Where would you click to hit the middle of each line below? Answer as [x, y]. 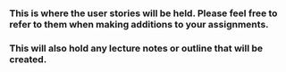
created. [28, 59]
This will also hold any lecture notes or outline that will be [136, 48]
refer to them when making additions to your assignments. [139, 24]
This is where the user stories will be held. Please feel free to [143, 13]
